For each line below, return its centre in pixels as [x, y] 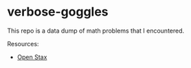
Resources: [23, 44]
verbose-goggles [58, 12]
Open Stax [32, 57]
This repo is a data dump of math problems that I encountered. [96, 31]
